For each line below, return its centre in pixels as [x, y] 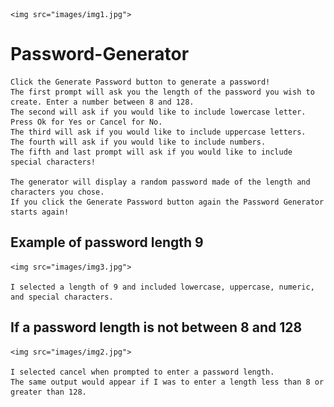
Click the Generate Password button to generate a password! [140, 82]
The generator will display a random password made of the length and [160, 182]
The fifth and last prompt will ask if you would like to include [151, 152]
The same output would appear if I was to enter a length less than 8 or [167, 382]
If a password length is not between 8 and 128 [156, 327]
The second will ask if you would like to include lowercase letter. [158, 112]
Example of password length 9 [107, 242]
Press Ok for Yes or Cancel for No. [86, 122]
